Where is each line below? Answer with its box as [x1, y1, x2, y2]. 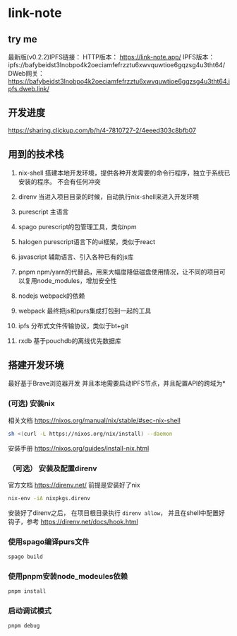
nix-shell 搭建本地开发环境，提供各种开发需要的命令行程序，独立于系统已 [18, 168, 231, 177]
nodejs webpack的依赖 [18, 291, 85, 300]
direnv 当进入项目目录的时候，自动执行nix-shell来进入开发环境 [18, 192, 200, 201]
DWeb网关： [8, 69, 44, 77]
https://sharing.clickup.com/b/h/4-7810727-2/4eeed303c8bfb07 [8, 126, 197, 134]
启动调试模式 [8, 606, 52, 616]
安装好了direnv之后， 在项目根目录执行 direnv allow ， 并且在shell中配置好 [8, 508, 225, 517]
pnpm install [8, 588, 47, 595]
